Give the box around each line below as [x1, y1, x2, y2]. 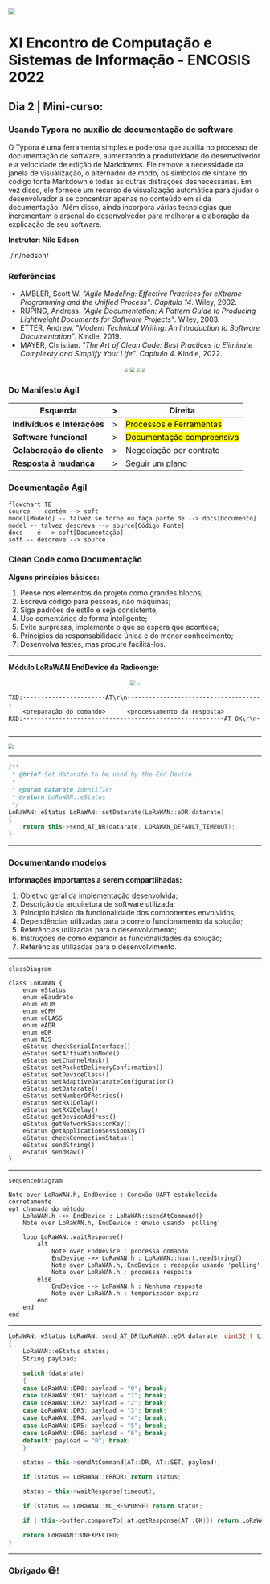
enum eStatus [22, 986, 67, 994]
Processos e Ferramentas [125, 418, 223, 430]
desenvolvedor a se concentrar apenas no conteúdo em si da [8, 193, 211, 204]
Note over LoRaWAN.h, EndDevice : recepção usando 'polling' [51, 1261, 261, 1269]
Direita [169, 405, 195, 417]
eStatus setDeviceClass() [22, 1071, 110, 1079]
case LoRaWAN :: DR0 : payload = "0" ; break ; [22, 1384, 167, 1393]
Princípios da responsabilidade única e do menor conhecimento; [19, 631, 234, 640]
